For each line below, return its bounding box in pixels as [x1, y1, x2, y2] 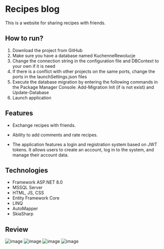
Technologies [5, 166, 49, 174]
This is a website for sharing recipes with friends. [5, 20, 106, 26]
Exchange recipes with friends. [12, 122, 76, 128]
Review [5, 225, 29, 234]
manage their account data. [12, 152, 69, 158]
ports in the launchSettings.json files [12, 73, 87, 80]
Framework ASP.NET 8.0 [12, 179, 63, 185]
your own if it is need [12, 63, 55, 69]
